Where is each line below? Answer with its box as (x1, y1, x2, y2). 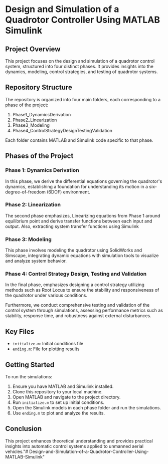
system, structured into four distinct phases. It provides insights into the (5, 64, 154, 69)
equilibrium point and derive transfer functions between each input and (5, 218, 152, 224)
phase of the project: (5, 102, 49, 108)
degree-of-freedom (5, 189, 46, 195)
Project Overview (5, 45, 61, 53)
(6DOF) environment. (47, 189, 90, 195)
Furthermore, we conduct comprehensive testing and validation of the (5, 302, 150, 308)
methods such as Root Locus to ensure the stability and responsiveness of (5, 287, 159, 293)
